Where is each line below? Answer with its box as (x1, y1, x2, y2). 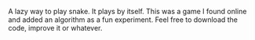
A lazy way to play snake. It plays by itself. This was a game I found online (8, 7, 247, 16)
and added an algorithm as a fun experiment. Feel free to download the (8, 15, 238, 24)
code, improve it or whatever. (8, 24, 103, 32)
